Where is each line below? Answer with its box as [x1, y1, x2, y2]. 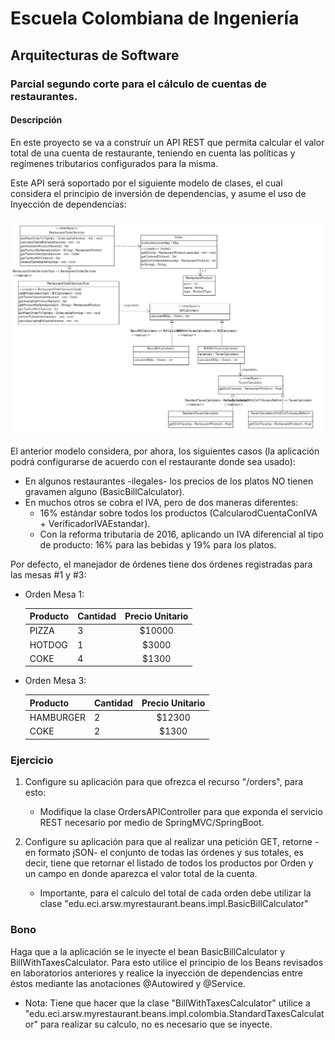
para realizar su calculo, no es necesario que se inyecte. [39, 1018, 273, 1030]
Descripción [10, 114, 63, 126]
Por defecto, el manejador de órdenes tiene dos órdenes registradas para [10, 558, 313, 570]
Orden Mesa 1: [24, 588, 85, 600]
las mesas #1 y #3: [10, 568, 87, 581]
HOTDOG [29, 638, 68, 651]
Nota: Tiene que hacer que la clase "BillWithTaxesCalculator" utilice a [24, 997, 311, 1009]
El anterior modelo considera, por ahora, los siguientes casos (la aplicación [10, 445, 320, 457]
